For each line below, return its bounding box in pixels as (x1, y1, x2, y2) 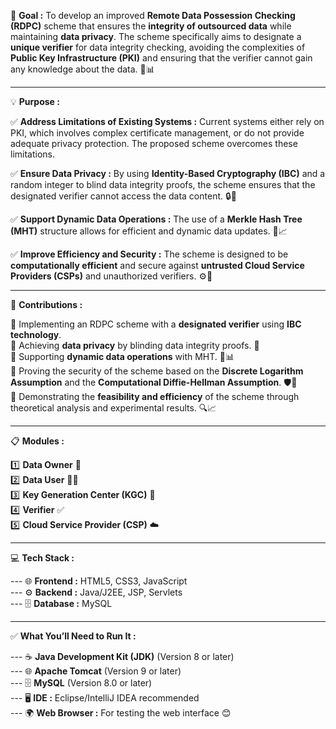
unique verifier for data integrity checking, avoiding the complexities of (10, 41, 306, 53)
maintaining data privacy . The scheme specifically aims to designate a (10, 31, 302, 42)
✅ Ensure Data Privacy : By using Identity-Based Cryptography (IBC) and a (10, 168, 326, 179)
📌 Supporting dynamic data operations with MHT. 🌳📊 (10, 351, 235, 362)
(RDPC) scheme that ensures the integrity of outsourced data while (10, 20, 292, 32)
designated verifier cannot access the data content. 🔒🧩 (10, 190, 237, 202)
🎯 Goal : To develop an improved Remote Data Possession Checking (10, 10, 296, 21)
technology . (10, 329, 62, 340)
